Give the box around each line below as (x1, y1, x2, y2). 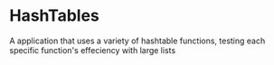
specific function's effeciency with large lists (9, 44, 176, 55)
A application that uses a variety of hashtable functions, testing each (9, 35, 266, 46)
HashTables (9, 5, 99, 26)
